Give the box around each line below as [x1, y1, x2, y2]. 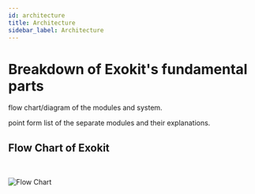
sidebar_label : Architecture [8, 26, 104, 34]
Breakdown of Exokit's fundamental [8, 60, 248, 78]
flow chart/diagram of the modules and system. [8, 103, 163, 113]
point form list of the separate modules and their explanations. [8, 118, 211, 128]
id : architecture [8, 11, 66, 20]
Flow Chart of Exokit [8, 141, 111, 155]
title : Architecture [8, 19, 77, 27]
